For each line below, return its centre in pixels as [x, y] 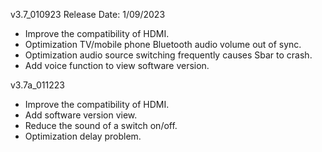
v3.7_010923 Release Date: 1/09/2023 [88, 14]
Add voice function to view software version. [117, 65]
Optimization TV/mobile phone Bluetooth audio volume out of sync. [163, 44]
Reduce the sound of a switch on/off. [101, 125]
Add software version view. [81, 115]
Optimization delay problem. [83, 136]
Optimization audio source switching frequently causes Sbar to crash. [168, 55]
